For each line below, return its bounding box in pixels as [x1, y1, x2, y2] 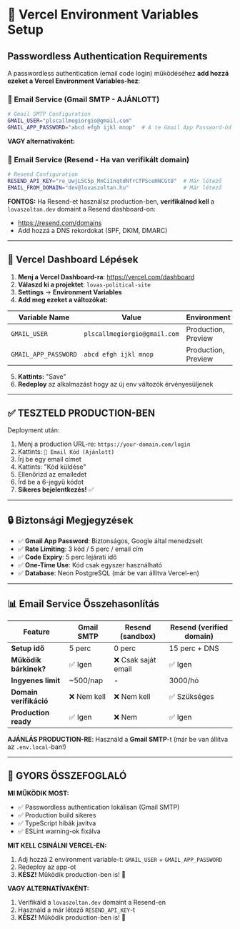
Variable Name [18, 312, 70, 322]
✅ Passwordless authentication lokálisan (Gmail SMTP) [17, 803, 180, 811]
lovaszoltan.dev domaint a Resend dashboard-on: [7, 204, 156, 213]
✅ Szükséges [169, 692, 214, 702]
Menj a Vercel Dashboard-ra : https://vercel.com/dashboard [17, 272, 195, 281]
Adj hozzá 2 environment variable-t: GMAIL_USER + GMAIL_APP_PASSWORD [17, 855, 223, 863]
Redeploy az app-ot [17, 863, 76, 871]
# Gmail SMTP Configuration [7, 111, 91, 118]
